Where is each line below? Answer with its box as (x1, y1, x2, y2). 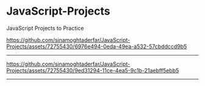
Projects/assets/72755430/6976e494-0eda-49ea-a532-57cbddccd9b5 (6, 43, 187, 50)
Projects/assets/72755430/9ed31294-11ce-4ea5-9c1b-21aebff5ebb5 (6, 66, 179, 74)
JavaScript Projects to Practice (6, 24, 84, 32)
